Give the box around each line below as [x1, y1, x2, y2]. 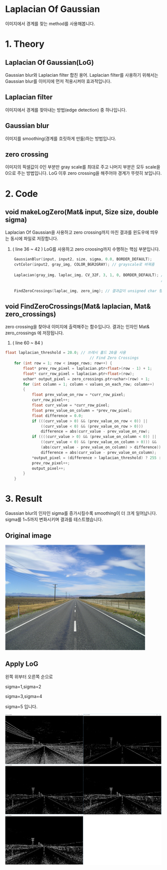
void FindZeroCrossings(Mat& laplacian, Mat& [5, 302, 151, 310]
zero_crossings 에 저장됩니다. [5, 330, 64, 336]
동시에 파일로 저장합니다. [10, 236, 59, 242]
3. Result [5, 493, 42, 504]
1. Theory [5, 38, 45, 50]
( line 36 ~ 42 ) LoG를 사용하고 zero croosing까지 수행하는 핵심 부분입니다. [12, 246, 160, 252]
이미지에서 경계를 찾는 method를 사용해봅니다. [5, 20, 95, 26]
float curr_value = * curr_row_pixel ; [31, 403, 110, 408]
